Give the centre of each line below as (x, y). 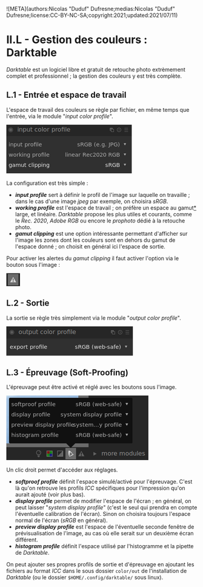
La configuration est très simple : (47, 183)
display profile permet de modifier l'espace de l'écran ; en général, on (103, 501)
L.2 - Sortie (28, 303)
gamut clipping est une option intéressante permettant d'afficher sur (101, 233)
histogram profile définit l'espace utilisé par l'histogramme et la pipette (104, 546)
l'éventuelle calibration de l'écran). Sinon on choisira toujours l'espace (103, 514)
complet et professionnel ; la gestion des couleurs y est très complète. (94, 76)
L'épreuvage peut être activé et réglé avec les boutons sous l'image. (92, 387)
